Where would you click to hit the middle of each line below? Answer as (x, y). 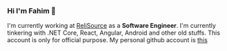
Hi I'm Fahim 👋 (32, 11)
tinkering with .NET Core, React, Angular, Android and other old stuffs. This (114, 33)
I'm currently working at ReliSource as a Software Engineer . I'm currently (111, 26)
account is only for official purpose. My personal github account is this (108, 40)
